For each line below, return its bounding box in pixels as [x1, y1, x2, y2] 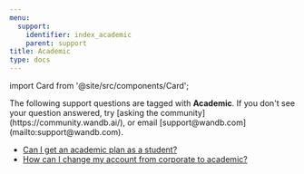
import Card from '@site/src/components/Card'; [9, 81, 190, 91]
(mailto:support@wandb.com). [9, 127, 124, 137]
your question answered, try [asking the [9, 108, 159, 118]
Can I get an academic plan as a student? [22, 144, 178, 155]
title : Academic [9, 47, 71, 56]
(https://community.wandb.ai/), [9, 117, 125, 128]
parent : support [25, 38, 88, 48]
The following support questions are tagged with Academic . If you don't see [9, 98, 296, 109]
